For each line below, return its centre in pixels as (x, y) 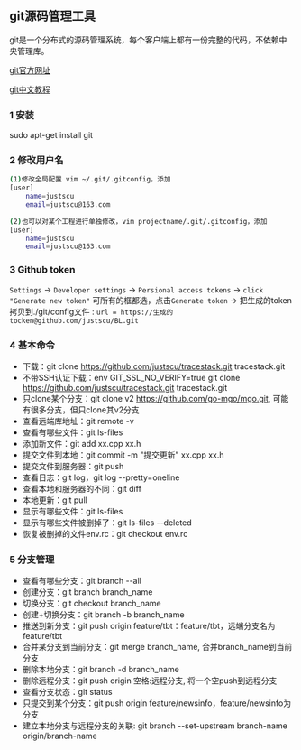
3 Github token (42, 270)
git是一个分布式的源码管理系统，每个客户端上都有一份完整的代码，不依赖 (144, 40)
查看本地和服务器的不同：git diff (82, 488)
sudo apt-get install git (51, 135)
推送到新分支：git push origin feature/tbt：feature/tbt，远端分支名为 (149, 626)
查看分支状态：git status (67, 692)
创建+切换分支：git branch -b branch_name (103, 615)
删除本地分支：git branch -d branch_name (101, 670)
